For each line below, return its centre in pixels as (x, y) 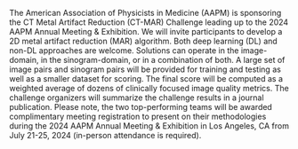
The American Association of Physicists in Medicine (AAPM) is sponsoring (145, 13)
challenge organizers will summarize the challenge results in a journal (137, 98)
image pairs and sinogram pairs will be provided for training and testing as (145, 69)
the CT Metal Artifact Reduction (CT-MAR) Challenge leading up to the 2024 (149, 22)
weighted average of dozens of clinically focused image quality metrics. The (149, 88)
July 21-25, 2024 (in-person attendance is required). (105, 135)
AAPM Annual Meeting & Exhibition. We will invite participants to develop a (146, 31)
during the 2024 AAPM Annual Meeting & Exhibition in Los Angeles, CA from (149, 126)
